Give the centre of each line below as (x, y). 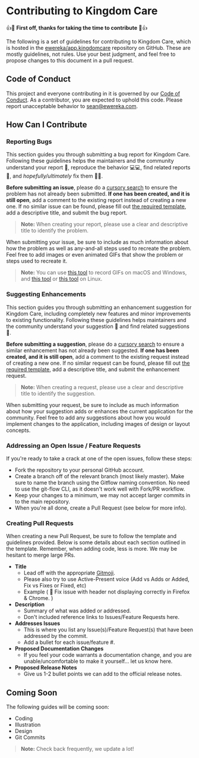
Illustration (28, 725)
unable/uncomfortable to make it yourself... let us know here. (98, 661)
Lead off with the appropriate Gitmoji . (70, 573)
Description (29, 605)
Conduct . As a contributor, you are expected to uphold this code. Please (94, 100)
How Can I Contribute (47, 125)
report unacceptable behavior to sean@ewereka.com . (72, 106)
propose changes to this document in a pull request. (70, 60)
